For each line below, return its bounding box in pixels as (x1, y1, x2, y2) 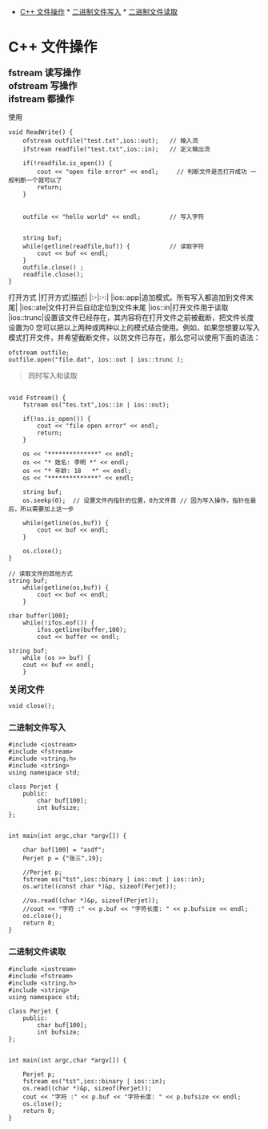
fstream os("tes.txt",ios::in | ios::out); (22, 400, 170, 409)
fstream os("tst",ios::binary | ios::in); (22, 1077, 166, 1085)
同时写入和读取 (27, 370, 78, 380)
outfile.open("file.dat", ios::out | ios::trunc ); (8, 355, 184, 363)
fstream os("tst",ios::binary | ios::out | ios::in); (22, 876, 206, 884)
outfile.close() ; (22, 263, 84, 271)
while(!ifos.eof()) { (22, 618, 94, 627)
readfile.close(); (22, 270, 84, 278)
